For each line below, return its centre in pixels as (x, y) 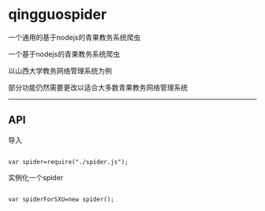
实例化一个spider (36, 177)
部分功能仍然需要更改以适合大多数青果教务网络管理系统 (98, 87)
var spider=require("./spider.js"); (68, 162)
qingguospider (58, 15)
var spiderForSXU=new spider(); (61, 199)
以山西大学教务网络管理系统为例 (60, 70)
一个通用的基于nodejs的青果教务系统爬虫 (75, 37)
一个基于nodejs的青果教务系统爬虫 (64, 54)
